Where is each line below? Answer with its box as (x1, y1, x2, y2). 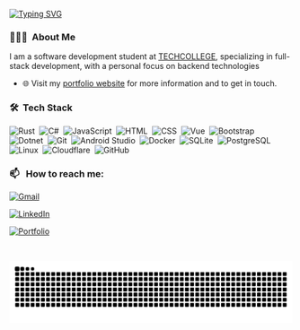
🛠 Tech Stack (9, 101, 74, 114)
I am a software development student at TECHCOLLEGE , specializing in (9, 51, 274, 62)
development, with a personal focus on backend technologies (31, 61, 260, 72)
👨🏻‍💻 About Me (9, 30, 76, 43)
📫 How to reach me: (9, 167, 105, 179)
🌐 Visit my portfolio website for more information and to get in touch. (22, 78, 278, 89)
